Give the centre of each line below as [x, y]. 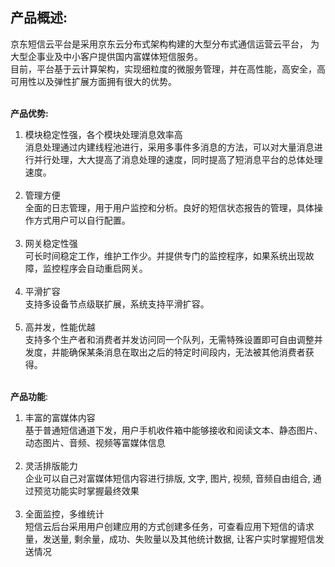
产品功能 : [29, 396]
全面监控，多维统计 [64, 514]
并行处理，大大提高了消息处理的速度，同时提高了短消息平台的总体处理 [178, 159]
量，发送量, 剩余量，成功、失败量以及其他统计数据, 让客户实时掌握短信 [170, 539]
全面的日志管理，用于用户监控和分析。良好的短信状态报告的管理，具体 [169, 207]
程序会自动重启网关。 [103, 268]
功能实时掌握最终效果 [95, 490]
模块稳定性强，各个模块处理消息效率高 [103, 134]
